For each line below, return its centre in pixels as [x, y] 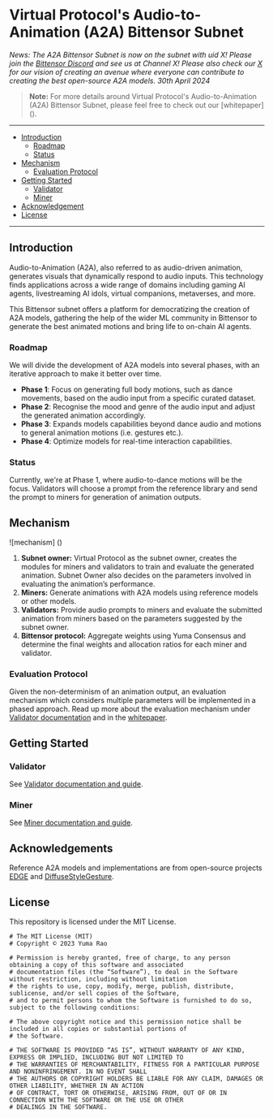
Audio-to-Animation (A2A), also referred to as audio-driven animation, [126, 267]
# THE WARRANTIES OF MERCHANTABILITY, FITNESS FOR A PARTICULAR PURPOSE [134, 1065]
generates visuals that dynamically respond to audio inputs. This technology [136, 276]
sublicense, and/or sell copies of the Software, [95, 994]
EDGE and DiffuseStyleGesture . [62, 877]
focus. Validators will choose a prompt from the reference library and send [133, 488]
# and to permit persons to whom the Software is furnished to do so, [131, 1001]
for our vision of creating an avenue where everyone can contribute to [127, 71]
